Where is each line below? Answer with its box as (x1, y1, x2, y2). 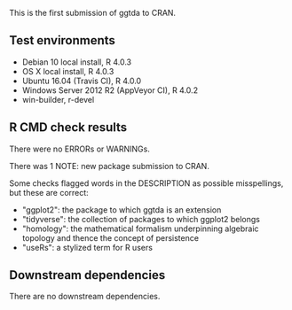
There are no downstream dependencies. (9, 291, 161, 302)
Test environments (9, 33, 115, 48)
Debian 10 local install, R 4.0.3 (21, 57, 131, 67)
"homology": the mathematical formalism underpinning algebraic (21, 223, 259, 234)
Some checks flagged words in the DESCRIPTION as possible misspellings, (9, 177, 284, 189)
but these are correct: (9, 187, 89, 198)
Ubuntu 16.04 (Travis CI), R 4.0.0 (21, 75, 142, 86)
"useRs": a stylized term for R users (21, 242, 154, 252)
